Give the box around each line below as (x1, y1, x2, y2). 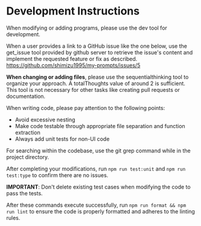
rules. (6, 214, 21, 221)
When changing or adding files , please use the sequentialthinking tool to (6, 73, 189, 80)
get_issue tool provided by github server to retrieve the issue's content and (6, 48, 193, 56)
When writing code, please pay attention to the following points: (6, 104, 165, 111)
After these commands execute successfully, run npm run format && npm (6, 201, 187, 208)
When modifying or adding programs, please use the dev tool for (6, 24, 168, 31)
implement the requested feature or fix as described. (6, 55, 138, 62)
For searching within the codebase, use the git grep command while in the (6, 147, 191, 154)
